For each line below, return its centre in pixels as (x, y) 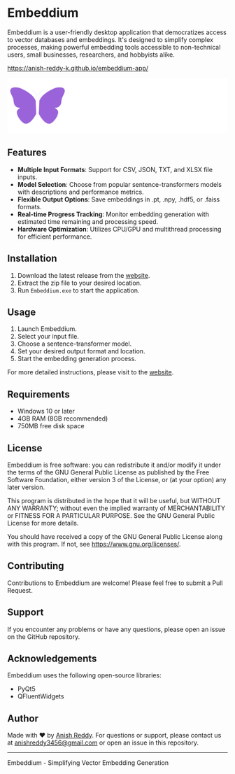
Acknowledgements (52, 659)
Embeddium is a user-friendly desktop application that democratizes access (117, 32)
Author (23, 718)
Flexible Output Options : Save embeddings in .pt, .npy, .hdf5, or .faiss (119, 199)
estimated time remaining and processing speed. (88, 221)
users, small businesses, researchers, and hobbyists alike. (91, 55)
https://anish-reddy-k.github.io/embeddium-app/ (78, 68)
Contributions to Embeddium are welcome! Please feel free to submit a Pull (115, 583)
